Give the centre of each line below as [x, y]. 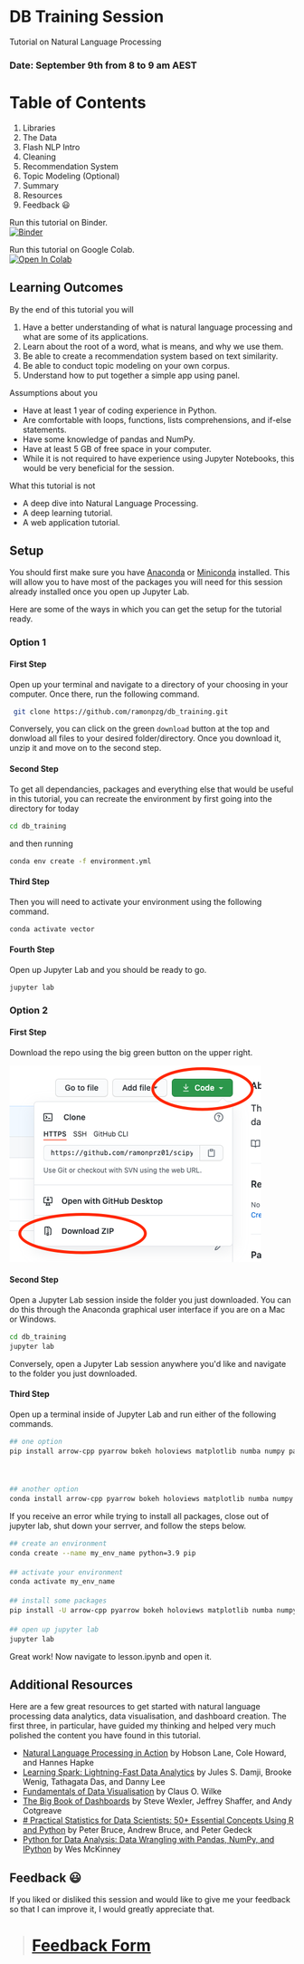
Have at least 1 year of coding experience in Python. [119, 410]
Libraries [39, 128]
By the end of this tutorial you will [71, 309]
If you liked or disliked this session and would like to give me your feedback [150, 1900]
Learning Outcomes [66, 288]
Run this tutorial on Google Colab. [72, 249]
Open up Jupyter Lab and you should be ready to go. [108, 969]
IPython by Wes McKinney [71, 1849]
